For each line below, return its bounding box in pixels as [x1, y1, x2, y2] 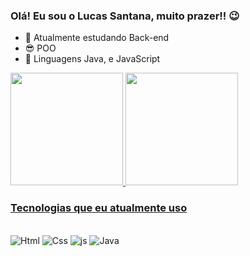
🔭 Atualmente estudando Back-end [24, 32, 170, 44]
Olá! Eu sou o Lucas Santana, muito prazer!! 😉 [10, 9, 240, 23]
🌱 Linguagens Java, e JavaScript [24, 53, 161, 65]
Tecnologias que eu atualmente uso [10, 201, 188, 215]
